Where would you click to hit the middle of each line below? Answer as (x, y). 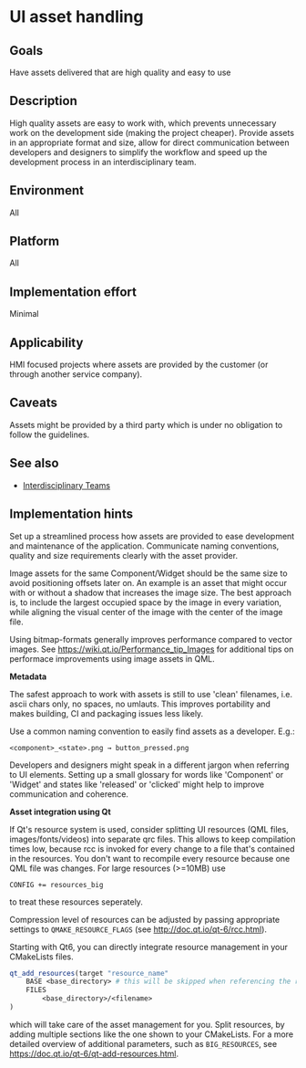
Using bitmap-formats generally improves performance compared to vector (151, 639)
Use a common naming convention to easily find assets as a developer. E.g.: (152, 731)
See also (34, 463)
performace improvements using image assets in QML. (112, 658)
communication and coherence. (69, 794)
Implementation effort (73, 292)
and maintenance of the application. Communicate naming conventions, (144, 546)
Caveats (33, 403)
